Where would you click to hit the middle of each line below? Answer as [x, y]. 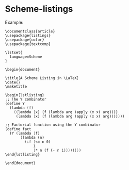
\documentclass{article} [30, 31]
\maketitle [16, 86]
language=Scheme [26, 57]
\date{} [13, 82]
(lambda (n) [32, 137]
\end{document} [20, 163]
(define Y [15, 103]
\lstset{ [14, 52]
